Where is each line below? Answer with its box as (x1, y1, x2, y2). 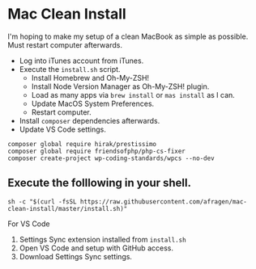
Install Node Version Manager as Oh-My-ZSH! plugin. (31, 82, 210, 91)
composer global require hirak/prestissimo (7, 140, 157, 148)
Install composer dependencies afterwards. (19, 116, 160, 125)
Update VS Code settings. (19, 124, 107, 134)
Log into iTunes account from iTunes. (19, 56, 144, 65)
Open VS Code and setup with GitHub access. (19, 243, 173, 253)
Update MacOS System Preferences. (31, 99, 155, 108)
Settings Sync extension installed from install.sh (19, 234, 187, 244)
